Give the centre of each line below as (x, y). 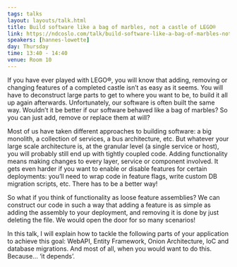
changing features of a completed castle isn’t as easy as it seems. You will (115, 87)
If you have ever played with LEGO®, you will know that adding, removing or (117, 80)
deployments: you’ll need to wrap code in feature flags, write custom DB (112, 176)
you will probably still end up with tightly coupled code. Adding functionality (117, 153)
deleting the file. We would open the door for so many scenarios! (102, 220)
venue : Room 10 (30, 60)
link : (15, 34)
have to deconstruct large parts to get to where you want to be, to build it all (117, 95)
